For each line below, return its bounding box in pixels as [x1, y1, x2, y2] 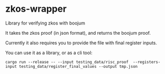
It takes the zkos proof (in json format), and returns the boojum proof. [5, 30, 151, 36]
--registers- [132, 59, 160, 64]
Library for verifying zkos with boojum [5, 20, 86, 26]
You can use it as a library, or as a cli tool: [5, 50, 93, 56]
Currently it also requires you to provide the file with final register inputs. [5, 39, 157, 46]
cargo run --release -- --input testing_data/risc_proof [5, 59, 129, 64]
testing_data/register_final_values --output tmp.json [18, 64, 138, 69]
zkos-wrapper [5, 3, 67, 15]
